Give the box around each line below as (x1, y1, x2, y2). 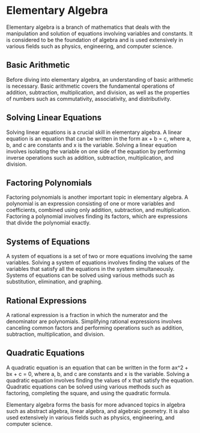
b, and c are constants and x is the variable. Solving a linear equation (6, 141, 177, 148)
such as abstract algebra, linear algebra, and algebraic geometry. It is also (6, 407, 190, 414)
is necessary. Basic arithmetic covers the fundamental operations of (6, 82, 175, 89)
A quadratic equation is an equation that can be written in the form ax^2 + (6, 364, 189, 371)
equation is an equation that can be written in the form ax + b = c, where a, (6, 135, 192, 142)
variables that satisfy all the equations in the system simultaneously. (6, 265, 175, 273)
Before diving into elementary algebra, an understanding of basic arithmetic (6, 76, 194, 83)
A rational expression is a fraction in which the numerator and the (6, 312, 168, 318)
